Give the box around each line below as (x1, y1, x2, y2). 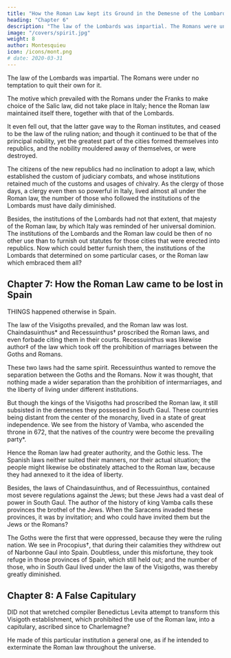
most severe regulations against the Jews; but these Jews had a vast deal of (7, 491, 224, 499)
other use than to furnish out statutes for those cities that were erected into (7, 237, 220, 245)
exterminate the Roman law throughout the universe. (7, 644, 156, 652)
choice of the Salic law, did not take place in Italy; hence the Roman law (7, 101, 210, 110)
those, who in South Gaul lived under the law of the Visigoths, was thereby (7, 562, 219, 571)
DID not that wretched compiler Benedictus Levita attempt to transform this (7, 608, 220, 616)
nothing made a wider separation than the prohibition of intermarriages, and (7, 377, 222, 386)
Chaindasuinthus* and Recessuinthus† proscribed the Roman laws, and (7, 328, 210, 336)
